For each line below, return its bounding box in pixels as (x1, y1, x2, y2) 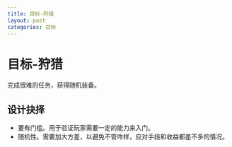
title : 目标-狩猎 (7, 10, 54, 18)
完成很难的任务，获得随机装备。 (7, 81, 100, 89)
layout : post (7, 17, 46, 24)
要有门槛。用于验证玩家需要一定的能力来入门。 (17, 124, 154, 132)
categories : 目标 (7, 23, 57, 30)
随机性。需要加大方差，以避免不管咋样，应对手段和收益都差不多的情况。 (17, 132, 228, 141)
